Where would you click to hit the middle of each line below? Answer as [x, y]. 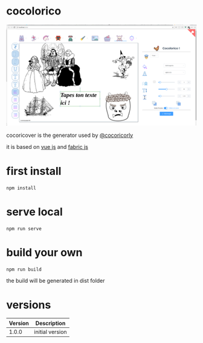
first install [34, 171]
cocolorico [34, 11]
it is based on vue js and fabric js [47, 146]
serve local [35, 212]
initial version [51, 332]
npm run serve [24, 228]
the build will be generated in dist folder [56, 280]
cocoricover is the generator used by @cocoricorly [70, 135]
